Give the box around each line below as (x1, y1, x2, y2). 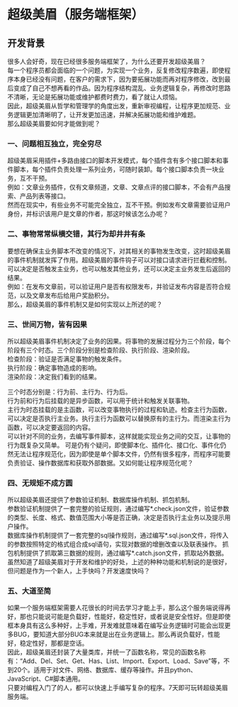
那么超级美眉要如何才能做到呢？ (7, 119, 101, 128)
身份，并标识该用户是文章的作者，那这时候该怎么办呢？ (7, 210, 169, 218)
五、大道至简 (7, 586, 52, 596)
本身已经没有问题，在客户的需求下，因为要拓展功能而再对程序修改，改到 (13, 75, 225, 83)
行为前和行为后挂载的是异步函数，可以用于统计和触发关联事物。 (7, 396, 193, 405)
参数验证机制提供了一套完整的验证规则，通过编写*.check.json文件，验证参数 (7, 504, 229, 513)
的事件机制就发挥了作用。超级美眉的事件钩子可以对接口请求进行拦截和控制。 (7, 255, 231, 264)
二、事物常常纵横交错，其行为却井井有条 (7, 229, 145, 239)
